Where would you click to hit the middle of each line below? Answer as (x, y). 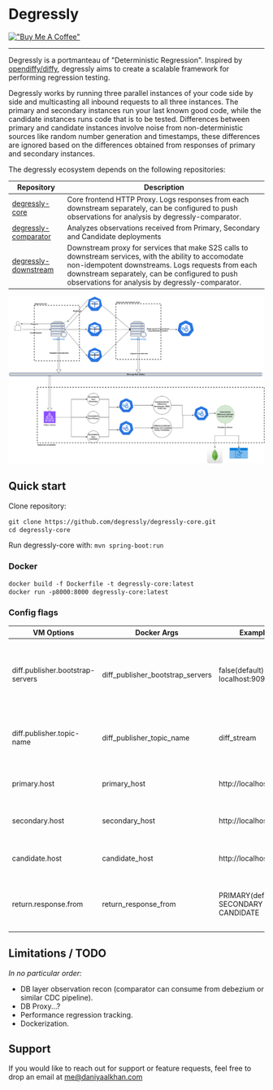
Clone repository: (37, 506)
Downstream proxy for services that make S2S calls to (158, 248)
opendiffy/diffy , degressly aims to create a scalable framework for (119, 68)
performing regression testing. (59, 77)
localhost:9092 (244, 679)
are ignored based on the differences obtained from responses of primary (132, 145)
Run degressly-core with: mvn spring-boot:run (86, 545)
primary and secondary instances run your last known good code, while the (135, 110)
